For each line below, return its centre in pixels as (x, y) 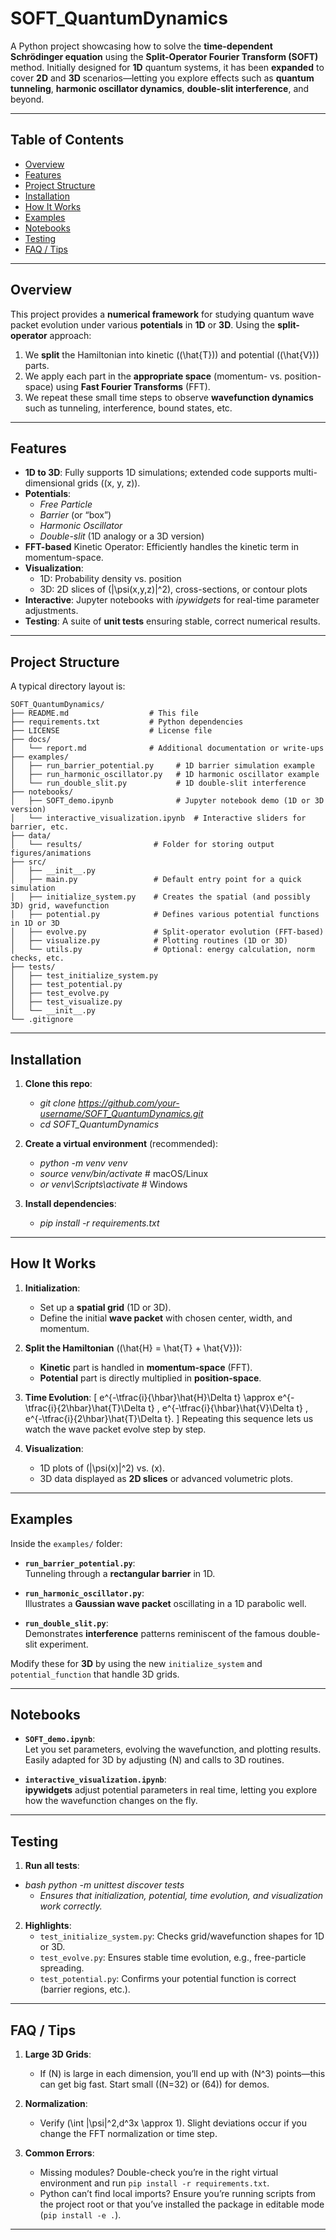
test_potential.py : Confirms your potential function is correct (168, 1979)
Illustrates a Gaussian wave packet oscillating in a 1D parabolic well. (165, 1603)
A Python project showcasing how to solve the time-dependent (141, 46)
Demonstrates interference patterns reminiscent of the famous (155, 1633)
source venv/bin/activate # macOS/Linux (124, 1173)
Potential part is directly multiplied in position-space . (150, 1378)
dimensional (50, 483)
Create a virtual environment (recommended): (121, 1143)
